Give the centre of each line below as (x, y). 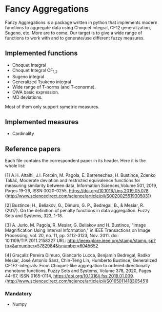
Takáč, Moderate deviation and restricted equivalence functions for (73, 181)
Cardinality (23, 134)
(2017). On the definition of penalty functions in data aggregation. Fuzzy (78, 211)
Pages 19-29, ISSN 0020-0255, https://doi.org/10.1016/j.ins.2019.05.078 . (77, 191)
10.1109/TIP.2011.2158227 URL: (36, 241)
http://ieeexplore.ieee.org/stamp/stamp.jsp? (112, 241)
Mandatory (19, 294)
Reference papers (33, 149)
